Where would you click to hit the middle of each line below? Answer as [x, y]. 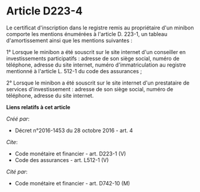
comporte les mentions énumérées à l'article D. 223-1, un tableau [87, 34]
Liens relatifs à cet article [38, 107]
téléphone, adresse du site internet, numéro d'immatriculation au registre [96, 65]
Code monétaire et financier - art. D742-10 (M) [72, 183]
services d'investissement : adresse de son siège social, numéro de [90, 89]
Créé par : [18, 119]
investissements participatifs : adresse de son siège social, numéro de [93, 58]
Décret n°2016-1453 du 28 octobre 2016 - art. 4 [74, 130]
